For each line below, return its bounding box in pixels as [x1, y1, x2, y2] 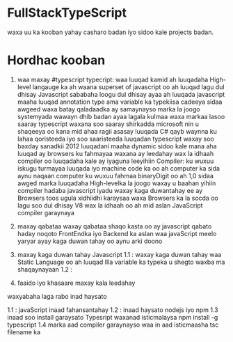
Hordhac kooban [7, 52, 106, 68]
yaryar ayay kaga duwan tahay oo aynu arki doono [17, 237, 163, 245]
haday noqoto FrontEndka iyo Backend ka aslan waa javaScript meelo [17, 229, 217, 238]
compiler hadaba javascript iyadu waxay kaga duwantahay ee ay [17, 186, 203, 194]
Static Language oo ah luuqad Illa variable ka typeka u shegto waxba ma [17, 258, 225, 266]
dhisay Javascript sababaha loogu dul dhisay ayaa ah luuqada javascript [17, 90, 225, 98]
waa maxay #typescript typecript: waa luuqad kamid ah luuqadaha [17, 75, 209, 84]
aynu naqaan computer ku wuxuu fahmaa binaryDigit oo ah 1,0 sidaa [17, 171, 214, 180]
